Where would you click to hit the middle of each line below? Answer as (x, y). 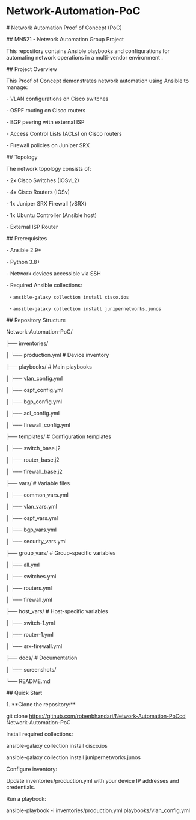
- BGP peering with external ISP (45, 122)
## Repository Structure (36, 320)
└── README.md (28, 681)
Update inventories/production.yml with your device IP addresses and (93, 780)
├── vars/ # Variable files (38, 483)
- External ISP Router (32, 227)
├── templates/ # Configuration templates (59, 436)
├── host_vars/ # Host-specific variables (57, 611)
